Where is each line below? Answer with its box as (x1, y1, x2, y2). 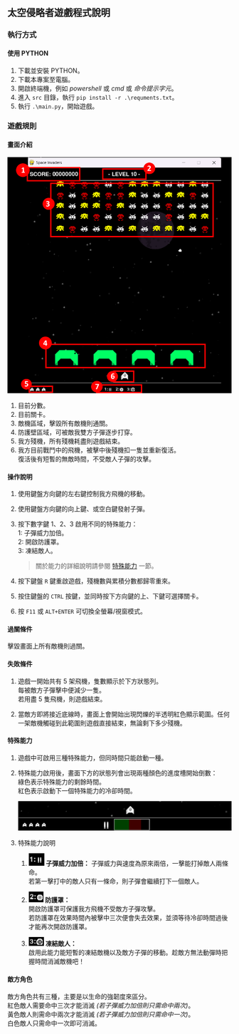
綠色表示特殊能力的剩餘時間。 (17, 777, 105, 786)
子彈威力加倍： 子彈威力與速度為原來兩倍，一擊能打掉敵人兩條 (46, 859, 229, 868)
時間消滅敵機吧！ (34, 957, 85, 966)
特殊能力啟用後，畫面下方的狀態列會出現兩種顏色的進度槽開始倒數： (17, 768, 218, 777)
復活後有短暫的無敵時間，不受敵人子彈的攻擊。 (17, 455, 155, 463)
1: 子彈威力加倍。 (17, 529, 68, 537)
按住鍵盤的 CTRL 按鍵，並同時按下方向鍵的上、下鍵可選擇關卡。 (17, 592, 203, 601)
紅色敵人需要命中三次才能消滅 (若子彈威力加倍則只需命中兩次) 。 (7, 1001, 195, 1010)
